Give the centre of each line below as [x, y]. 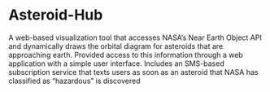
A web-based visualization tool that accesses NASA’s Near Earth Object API [135, 37]
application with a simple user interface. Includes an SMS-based [117, 64]
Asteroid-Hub [56, 15]
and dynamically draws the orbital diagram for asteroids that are [116, 46]
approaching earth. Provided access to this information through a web [126, 55]
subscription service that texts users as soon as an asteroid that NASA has [133, 72]
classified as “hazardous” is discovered [74, 81]
